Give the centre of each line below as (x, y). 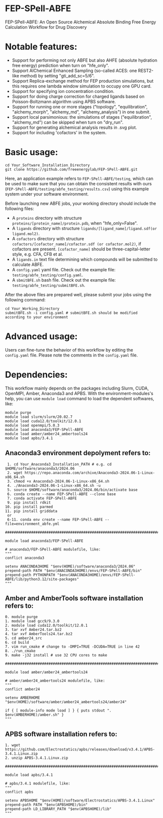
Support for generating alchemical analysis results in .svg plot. (74, 127)
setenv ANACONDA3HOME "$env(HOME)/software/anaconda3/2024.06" (70, 566)
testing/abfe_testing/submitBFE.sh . (49, 285)
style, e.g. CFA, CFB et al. (37, 254)
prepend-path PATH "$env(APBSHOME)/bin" (47, 805)
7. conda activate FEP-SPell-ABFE (42, 498)
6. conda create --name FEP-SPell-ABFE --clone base (62, 494)
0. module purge (21, 617)
